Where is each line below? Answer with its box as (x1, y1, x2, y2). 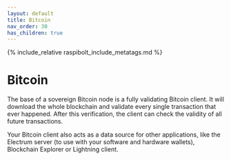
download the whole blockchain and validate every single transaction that (7, 103, 217, 111)
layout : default (7, 10, 54, 17)
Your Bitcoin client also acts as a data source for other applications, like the (7, 130, 221, 139)
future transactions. (7, 117, 63, 126)
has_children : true (7, 29, 63, 37)
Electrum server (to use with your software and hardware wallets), (7, 138, 195, 146)
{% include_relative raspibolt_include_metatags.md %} (7, 48, 163, 57)
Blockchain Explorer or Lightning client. (7, 146, 119, 154)
